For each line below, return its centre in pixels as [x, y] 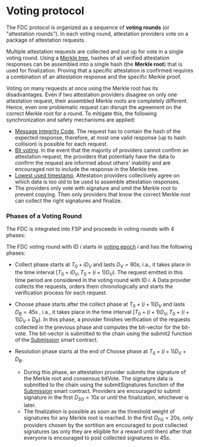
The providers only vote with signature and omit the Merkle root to [96, 188]
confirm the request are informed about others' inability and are [93, 163]
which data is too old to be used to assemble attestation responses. [97, 182]
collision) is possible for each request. [61, 144]
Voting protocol [45, 11]
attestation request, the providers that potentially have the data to [95, 156]
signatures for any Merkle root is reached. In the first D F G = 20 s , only [108, 418]
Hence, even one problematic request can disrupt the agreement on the [94, 107]
